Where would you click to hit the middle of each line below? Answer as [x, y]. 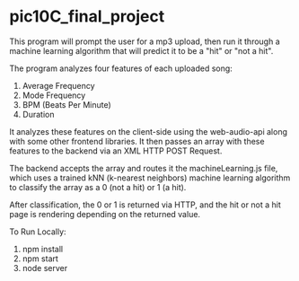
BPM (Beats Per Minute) [67, 104]
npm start [40, 259]
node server [45, 268]
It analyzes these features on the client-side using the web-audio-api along [149, 131]
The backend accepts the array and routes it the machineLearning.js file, [144, 168]
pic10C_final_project [87, 17]
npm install [43, 249]
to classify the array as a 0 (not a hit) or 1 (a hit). [98, 187]
